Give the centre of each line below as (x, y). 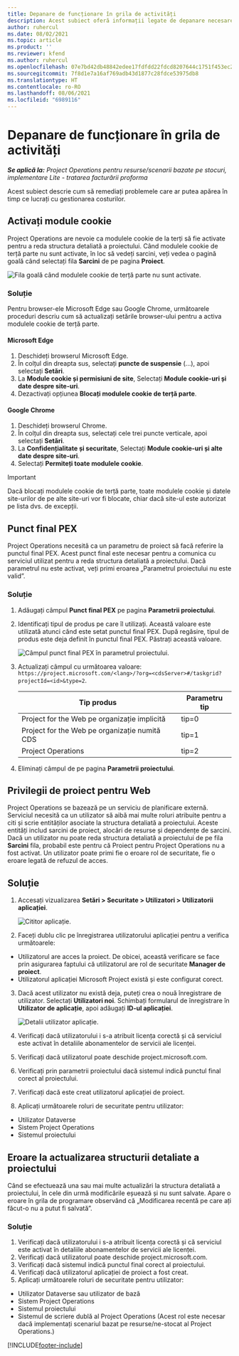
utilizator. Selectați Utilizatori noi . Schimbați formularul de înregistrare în (123, 1001)
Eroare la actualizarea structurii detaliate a (103, 1157)
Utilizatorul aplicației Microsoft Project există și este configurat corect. (121, 980)
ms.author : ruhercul (38, 60)
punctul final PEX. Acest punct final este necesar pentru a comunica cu (112, 553)
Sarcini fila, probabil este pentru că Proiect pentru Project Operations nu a (116, 846)
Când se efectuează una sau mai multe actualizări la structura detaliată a (114, 1186)
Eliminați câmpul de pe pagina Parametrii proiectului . (96, 768)
